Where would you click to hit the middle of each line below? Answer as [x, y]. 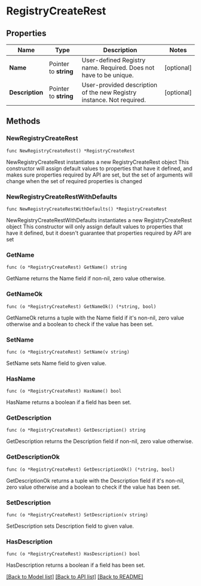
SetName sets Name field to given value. [56, 363]
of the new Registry [109, 92]
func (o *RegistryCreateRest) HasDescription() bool [73, 554]
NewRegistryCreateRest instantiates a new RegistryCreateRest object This [98, 162]
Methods [23, 121]
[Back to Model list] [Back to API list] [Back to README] [75, 577]
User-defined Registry [113, 60]
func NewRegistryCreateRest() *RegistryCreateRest [71, 151]
